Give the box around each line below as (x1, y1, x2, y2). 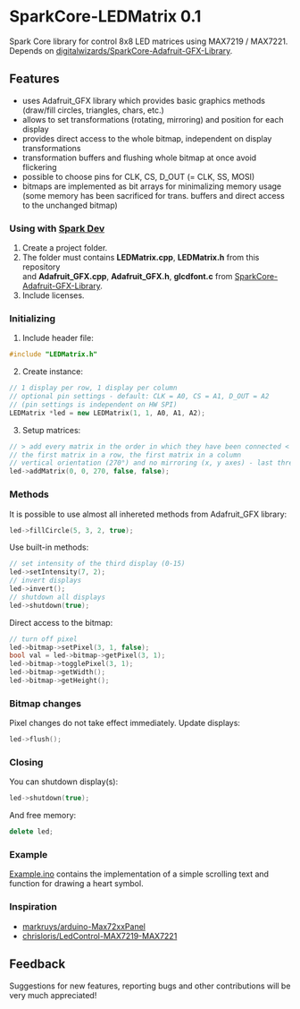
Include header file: (21, 333, 94, 344)
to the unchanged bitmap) (21, 200, 118, 210)
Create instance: (21, 366, 83, 377)
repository (21, 261, 61, 272)
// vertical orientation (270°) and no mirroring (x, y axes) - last (9, 458, 274, 467)
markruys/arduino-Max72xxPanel (21, 920, 146, 932)
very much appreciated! (9, 989, 97, 1000)
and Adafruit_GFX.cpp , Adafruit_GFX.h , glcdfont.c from (21, 271, 233, 282)
